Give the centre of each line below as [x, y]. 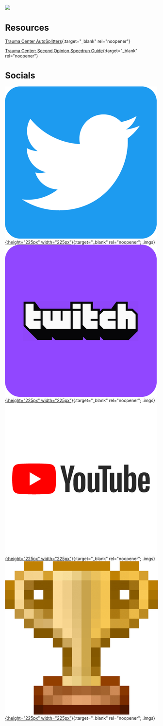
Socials [20, 76]
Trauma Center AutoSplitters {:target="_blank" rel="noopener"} [68, 41]
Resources [27, 28]
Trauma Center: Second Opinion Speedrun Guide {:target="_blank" [71, 51]
